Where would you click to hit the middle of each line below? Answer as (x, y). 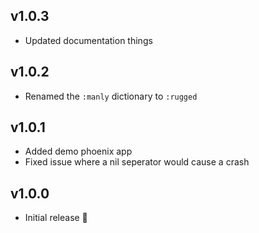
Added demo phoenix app (78, 151)
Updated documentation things (88, 40)
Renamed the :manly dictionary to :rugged (111, 96)
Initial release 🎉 (56, 218)
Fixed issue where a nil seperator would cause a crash (137, 162)
